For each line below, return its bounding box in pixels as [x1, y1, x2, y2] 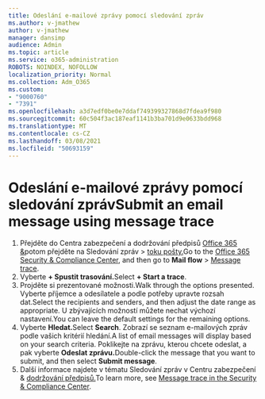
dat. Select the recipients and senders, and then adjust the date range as [19, 297, 256, 307]
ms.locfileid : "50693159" [8, 144, 94, 152]
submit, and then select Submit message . [19, 356, 157, 366]
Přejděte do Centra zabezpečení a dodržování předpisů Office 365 [19, 239, 238, 248]
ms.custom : [8, 85, 44, 94]
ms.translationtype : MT [8, 122, 87, 130]
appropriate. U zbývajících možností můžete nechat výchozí [19, 306, 216, 316]
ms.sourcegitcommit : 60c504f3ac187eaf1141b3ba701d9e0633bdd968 [8, 115, 222, 123]
